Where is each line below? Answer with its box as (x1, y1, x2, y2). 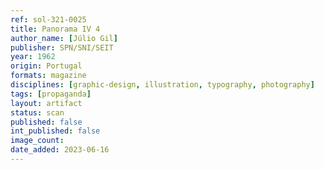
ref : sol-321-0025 (10, 14, 87, 25)
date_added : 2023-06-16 (10, 145, 110, 155)
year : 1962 (10, 52, 56, 62)
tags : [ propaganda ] (10, 89, 92, 99)
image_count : (10, 136, 65, 146)
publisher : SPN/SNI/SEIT (10, 42, 114, 53)
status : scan (10, 107, 65, 118)
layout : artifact (10, 98, 83, 108)
